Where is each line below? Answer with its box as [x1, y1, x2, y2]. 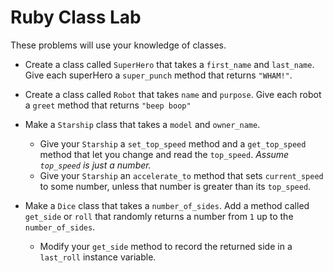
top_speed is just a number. [39, 159, 152, 171]
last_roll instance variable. [39, 251, 157, 263]
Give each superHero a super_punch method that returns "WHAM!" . [24, 69, 293, 81]
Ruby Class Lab [10, 6, 142, 29]
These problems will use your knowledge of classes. [10, 39, 227, 51]
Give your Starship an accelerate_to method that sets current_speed [39, 169, 324, 181]
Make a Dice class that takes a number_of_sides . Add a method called [24, 199, 310, 211]
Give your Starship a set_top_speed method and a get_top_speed [39, 137, 307, 150]
